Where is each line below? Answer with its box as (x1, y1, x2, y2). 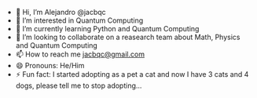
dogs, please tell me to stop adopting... (15, 81, 142, 90)
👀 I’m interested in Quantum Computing (15, 16, 144, 25)
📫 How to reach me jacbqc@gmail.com (15, 49, 145, 59)
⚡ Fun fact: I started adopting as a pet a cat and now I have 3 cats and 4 (15, 70, 249, 78)
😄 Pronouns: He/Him (15, 61, 85, 70)
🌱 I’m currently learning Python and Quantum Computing (15, 24, 200, 33)
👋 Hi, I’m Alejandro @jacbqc (15, 8, 106, 16)
